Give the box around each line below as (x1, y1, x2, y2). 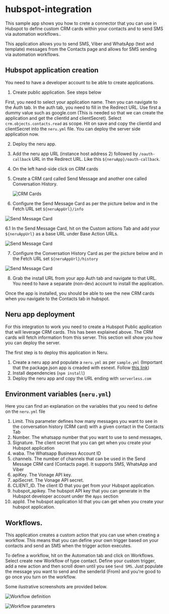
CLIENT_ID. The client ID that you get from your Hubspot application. (12, 482, 155, 488)
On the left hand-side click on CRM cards (12, 165, 99, 172)
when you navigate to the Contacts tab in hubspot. (5, 295, 110, 301)
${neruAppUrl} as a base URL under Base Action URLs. (5, 230, 119, 236)
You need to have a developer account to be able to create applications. (5, 79, 154, 85)
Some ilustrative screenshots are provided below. (5, 584, 108, 590)
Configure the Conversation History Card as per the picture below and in (12, 250, 163, 256)
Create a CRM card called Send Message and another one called (12, 175, 147, 181)
